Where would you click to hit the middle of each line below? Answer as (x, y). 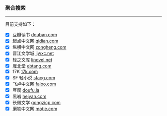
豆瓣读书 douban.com (35, 35)
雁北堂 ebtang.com (32, 66)
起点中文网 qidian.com (35, 41)
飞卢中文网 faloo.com (34, 84)
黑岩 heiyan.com (29, 96)
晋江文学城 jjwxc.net (33, 54)
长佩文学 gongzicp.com (36, 102)
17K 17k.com (25, 71)
